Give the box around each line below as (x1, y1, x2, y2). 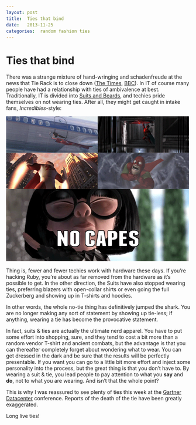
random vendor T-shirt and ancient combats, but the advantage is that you (6, 340, 186, 347)
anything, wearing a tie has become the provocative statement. (6, 316, 159, 323)
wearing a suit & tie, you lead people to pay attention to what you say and (6, 371, 183, 378)
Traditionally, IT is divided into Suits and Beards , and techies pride (6, 92, 166, 99)
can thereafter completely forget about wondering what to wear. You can (6, 346, 181, 353)
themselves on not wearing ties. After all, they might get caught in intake (6, 99, 181, 106)
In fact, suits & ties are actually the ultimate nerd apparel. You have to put (6, 328, 183, 335)
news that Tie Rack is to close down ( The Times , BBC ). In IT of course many (6, 80, 190, 87)
